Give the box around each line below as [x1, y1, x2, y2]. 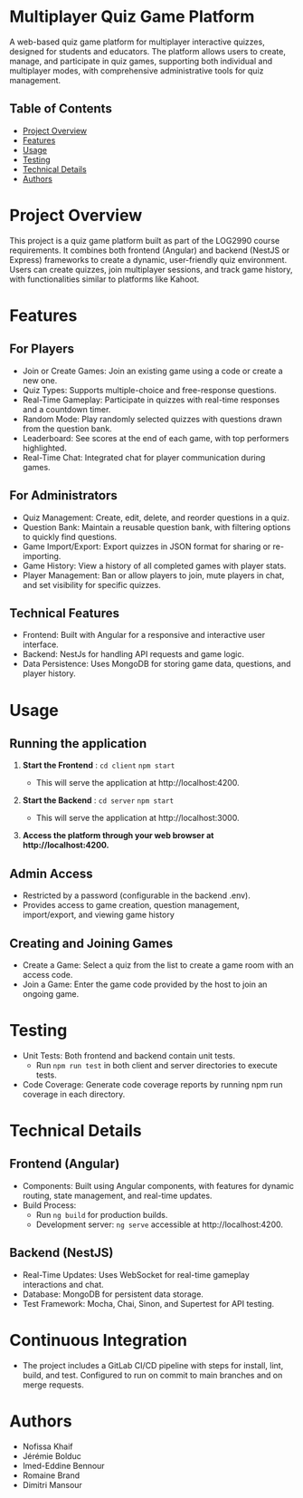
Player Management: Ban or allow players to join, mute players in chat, [22, 569, 285, 581]
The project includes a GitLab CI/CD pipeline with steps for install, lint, [22, 1359, 284, 1370]
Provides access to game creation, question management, [22, 900, 240, 911]
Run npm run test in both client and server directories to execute [35, 1059, 278, 1070]
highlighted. [22, 442, 68, 453]
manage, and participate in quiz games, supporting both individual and [9, 55, 273, 66]
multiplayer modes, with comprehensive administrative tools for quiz [9, 65, 264, 76]
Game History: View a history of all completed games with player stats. [22, 560, 287, 571]
